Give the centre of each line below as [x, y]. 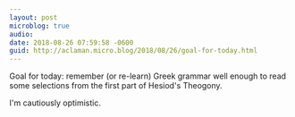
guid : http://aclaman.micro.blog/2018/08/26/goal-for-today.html [133, 51]
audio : [21, 34]
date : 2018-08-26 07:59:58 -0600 [72, 42]
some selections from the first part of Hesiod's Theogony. [116, 86]
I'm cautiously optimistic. [55, 103]
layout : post [34, 17]
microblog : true [39, 26]
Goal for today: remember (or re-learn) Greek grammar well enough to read [148, 76]
